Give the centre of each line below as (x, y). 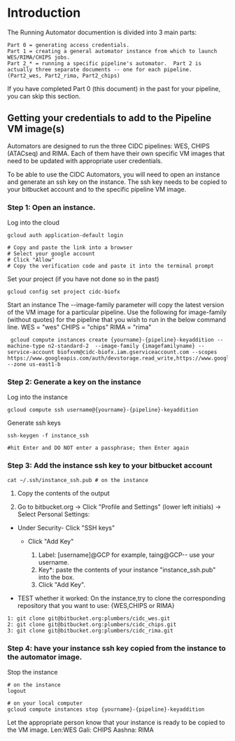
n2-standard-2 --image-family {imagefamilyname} (122, 346)
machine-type (26, 346)
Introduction (44, 13)
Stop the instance (33, 672)
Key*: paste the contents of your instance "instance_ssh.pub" (127, 570)
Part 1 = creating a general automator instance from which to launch (112, 51)
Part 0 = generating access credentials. (69, 45)
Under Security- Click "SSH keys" (66, 528)
